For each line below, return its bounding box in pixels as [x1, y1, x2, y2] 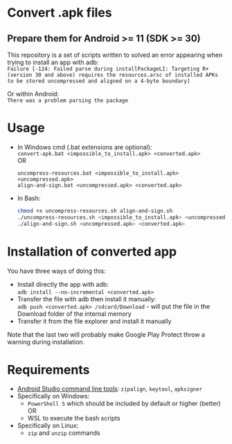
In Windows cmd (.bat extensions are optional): [17, 143, 152, 151]
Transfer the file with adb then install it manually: [17, 294, 157, 303]
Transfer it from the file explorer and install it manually [17, 317, 172, 325]
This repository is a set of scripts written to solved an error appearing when [7, 51, 223, 59]
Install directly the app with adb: [17, 280, 109, 288]
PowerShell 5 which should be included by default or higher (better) [27, 400, 222, 408]
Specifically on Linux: [17, 421, 79, 430]
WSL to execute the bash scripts [27, 414, 121, 423]
